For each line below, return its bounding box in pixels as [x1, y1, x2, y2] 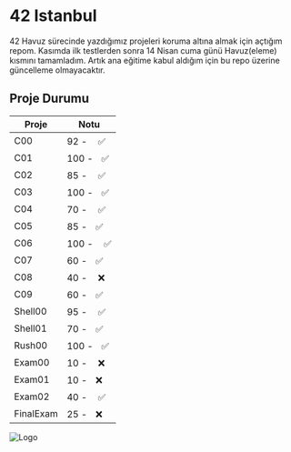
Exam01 [14, 373, 50, 386]
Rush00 [14, 338, 48, 351]
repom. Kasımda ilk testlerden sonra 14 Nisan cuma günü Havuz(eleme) [9, 45, 277, 55]
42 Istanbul [9, 5, 97, 26]
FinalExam [14, 407, 58, 419]
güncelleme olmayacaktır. [9, 65, 106, 75]
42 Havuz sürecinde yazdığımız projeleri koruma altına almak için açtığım [9, 35, 283, 46]
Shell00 [14, 305, 47, 317]
